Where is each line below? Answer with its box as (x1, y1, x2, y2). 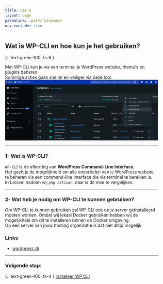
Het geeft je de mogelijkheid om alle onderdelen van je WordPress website (5, 169, 154, 175)
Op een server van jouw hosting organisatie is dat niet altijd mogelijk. (5, 222, 143, 228)
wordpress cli (12, 246, 40, 251)
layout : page (5, 13, 32, 18)
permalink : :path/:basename (5, 18, 62, 23)
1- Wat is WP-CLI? (5, 153, 49, 160)
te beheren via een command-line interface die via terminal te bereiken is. (5, 174, 153, 180)
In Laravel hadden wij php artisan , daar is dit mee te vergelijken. (5, 179, 134, 185)
